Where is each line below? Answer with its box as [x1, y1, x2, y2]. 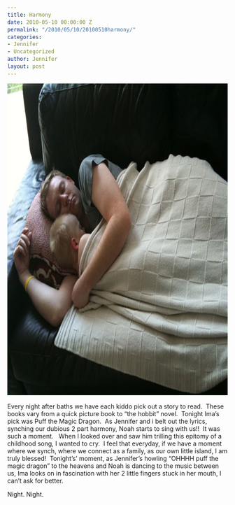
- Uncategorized [7, 48, 55, 55]
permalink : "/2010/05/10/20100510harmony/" [7, 26, 136, 33]
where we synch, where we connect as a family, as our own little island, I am [7, 446, 228, 455]
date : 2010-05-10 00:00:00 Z [7, 18, 92, 26]
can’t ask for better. [7, 476, 64, 485]
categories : [7, 34, 42, 41]
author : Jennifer [7, 56, 58, 63]
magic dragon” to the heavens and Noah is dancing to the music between [7, 462, 219, 470]
